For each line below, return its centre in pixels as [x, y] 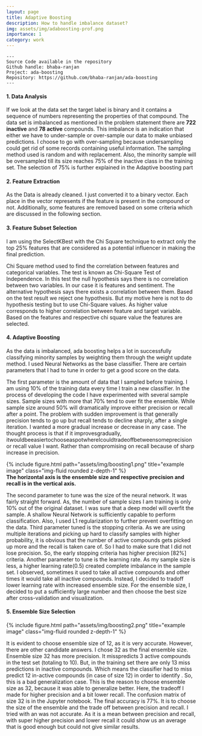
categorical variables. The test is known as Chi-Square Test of [84, 272]
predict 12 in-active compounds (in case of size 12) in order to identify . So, [99, 676]
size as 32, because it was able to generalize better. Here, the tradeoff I [95, 688]
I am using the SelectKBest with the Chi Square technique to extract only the [101, 241]
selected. [18, 323]
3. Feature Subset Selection [42, 228]
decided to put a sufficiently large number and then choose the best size [96, 591]
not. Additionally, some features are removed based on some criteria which [99, 208]
